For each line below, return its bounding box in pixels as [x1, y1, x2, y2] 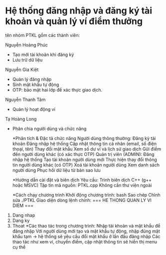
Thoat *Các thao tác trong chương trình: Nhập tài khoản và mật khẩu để [12, 222, 161, 228]
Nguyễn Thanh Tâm [5, 96, 46, 102]
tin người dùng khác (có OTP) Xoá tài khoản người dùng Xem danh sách [12, 161, 160, 167]
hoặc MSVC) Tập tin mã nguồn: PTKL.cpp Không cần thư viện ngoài [12, 182, 152, 188]
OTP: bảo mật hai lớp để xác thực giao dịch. [12, 86, 103, 92]
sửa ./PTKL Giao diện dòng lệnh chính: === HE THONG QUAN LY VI [12, 197, 152, 203]
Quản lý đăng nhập [12, 76, 52, 82]
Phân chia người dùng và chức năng [12, 125, 87, 131]
